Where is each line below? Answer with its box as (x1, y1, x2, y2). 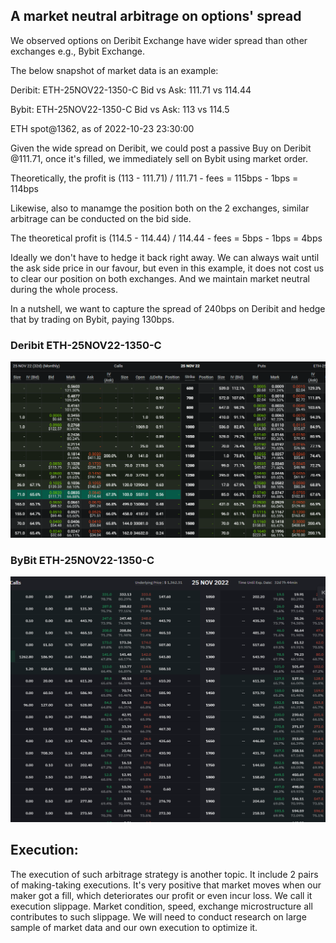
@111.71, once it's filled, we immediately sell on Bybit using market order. (10, 152, 308, 164)
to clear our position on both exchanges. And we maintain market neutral (10, 272, 310, 284)
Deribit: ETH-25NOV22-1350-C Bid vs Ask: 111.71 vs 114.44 (10, 84, 252, 96)
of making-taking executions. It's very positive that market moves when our (10, 879, 322, 891)
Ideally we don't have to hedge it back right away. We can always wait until (10, 251, 320, 263)
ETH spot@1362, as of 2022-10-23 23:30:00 (10, 122, 195, 134)
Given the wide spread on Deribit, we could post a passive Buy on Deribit (10, 142, 312, 154)
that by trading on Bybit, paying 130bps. (10, 313, 175, 325)
